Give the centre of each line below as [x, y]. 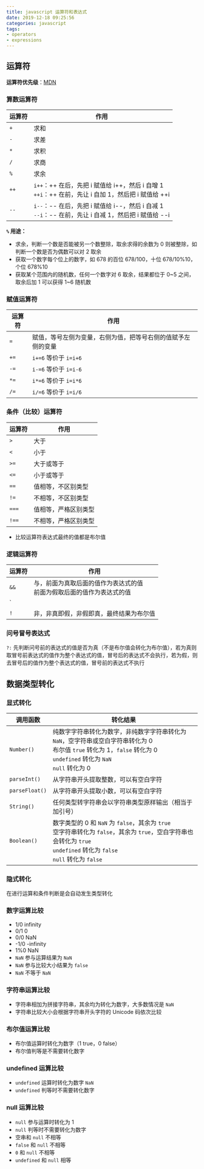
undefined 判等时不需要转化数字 [55, 1090]
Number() [22, 749]
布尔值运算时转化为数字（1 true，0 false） [68, 1044]
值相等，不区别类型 [61, 486]
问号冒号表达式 [28, 633]
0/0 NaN [26, 937]
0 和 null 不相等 [35, 1152]
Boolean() [23, 840]
